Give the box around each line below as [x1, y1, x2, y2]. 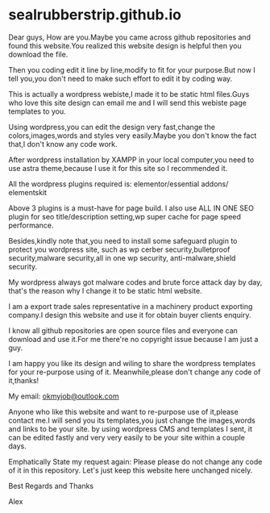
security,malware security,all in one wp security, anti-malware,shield [8, 252, 236, 263]
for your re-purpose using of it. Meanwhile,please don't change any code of [8, 367, 261, 377]
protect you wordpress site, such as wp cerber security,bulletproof [8, 244, 231, 254]
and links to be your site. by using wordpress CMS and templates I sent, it [8, 423, 252, 433]
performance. [8, 220, 54, 230]
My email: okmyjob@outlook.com [8, 391, 119, 401]
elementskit [8, 187, 47, 197]
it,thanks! [8, 375, 39, 385]
